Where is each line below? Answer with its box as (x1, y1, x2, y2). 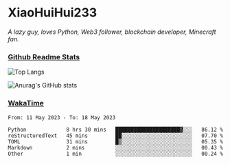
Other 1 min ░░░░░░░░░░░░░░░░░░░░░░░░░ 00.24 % (8, 150, 224, 157)
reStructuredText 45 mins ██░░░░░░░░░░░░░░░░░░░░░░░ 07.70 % (8, 132, 224, 139)
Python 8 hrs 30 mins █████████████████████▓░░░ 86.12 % (8, 126, 224, 133)
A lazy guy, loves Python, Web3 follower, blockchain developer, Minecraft (8, 28, 216, 36)
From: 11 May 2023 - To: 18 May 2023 (8, 114, 116, 121)
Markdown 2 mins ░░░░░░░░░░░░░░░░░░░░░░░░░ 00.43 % (8, 144, 224, 151)
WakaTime (8, 99, 44, 108)
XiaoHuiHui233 (8, 5, 97, 21)
